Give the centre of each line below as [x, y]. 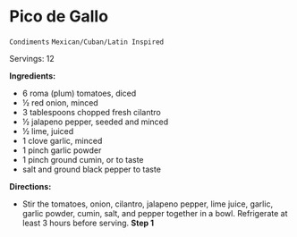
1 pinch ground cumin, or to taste [83, 159]
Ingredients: [33, 76]
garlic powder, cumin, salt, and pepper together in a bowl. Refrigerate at [155, 213]
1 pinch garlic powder [62, 150]
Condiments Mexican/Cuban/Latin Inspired [86, 42]
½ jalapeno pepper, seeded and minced [95, 122]
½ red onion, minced [60, 102]
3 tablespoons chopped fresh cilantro [91, 112]
